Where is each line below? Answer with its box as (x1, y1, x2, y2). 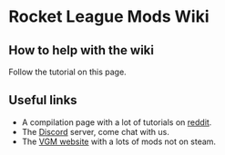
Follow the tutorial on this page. (8, 66, 127, 77)
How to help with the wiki (8, 43, 154, 58)
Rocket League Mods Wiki (8, 6, 210, 27)
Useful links (8, 92, 78, 108)
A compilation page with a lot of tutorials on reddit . (21, 116, 212, 128)
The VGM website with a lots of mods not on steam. (21, 136, 216, 147)
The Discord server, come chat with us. (21, 126, 169, 137)
